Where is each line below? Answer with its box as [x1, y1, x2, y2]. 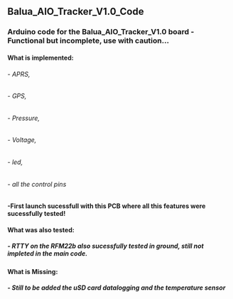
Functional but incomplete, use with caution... [7, 36, 169, 45]
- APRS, [7, 70, 31, 78]
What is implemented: [7, 53, 74, 62]
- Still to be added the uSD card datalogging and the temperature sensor [7, 283, 226, 292]
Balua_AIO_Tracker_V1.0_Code [7, 6, 144, 18]
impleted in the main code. [7, 249, 88, 258]
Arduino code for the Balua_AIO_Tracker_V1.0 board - [7, 27, 195, 37]
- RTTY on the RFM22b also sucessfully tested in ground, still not [7, 241, 204, 251]
